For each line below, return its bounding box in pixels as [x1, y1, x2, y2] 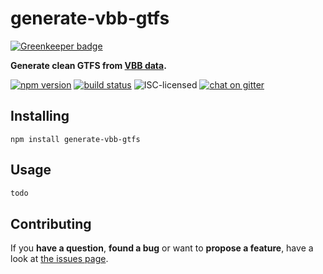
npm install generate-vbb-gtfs [10, 134, 141, 144]
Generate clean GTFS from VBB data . [10, 59, 167, 71]
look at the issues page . [10, 253, 109, 265]
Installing [10, 108, 70, 125]
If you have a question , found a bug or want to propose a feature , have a [10, 242, 314, 254]
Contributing [10, 215, 92, 232]
